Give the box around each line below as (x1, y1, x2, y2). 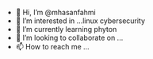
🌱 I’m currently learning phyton (15, 25, 117, 33)
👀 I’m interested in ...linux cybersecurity (15, 16, 145, 26)
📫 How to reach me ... (15, 42, 90, 51)
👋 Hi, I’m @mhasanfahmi (15, 8, 97, 17)
